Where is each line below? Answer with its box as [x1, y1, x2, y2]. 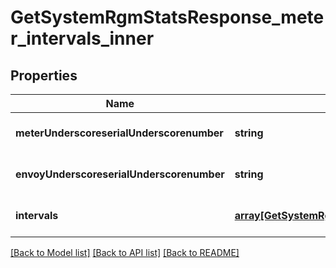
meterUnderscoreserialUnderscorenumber [15, 126, 224, 140]
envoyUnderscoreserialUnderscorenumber [15, 167, 225, 181]
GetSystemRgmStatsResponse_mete [10, 6, 325, 29]
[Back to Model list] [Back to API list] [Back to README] [10, 247, 240, 258]
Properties [10, 67, 78, 84]
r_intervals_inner [10, 27, 155, 50]
